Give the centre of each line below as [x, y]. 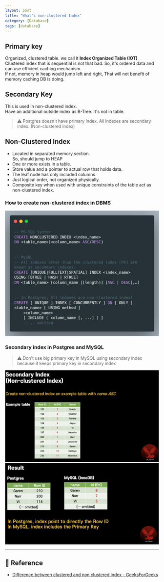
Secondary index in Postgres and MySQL [54, 347]
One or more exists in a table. [42, 164]
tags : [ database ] [23, 26]
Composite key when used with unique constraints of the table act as [82, 185]
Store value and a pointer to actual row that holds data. [67, 169]
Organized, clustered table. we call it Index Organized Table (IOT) [71, 58]
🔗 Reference [24, 563]
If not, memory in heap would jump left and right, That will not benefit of [77, 74]
